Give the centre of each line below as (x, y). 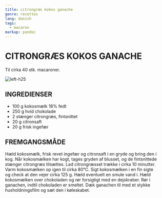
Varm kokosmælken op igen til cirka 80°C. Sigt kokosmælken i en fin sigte (79, 169)
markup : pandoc (20, 32)
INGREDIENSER (29, 95)
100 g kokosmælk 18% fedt (39, 106)
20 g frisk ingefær (30, 126)
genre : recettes (21, 14)
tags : (10, 23)
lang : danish (18, 18)
